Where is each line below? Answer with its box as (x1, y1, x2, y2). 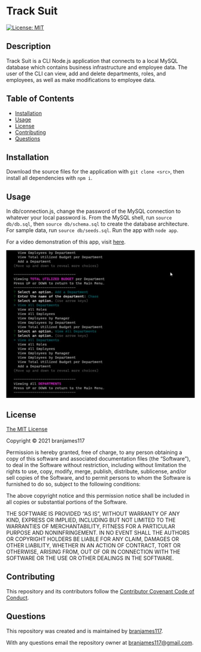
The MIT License (6, 425, 48, 432)
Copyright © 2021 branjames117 (6, 437, 85, 444)
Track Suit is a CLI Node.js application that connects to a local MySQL (6, 57, 178, 64)
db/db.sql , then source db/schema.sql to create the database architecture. (6, 220, 190, 228)
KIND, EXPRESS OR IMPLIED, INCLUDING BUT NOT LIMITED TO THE (6, 516, 176, 523)
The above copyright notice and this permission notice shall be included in (6, 492, 190, 499)
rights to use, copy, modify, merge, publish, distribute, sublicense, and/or (6, 468, 187, 475)
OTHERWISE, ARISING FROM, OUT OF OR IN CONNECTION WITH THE (6, 548, 181, 555)
